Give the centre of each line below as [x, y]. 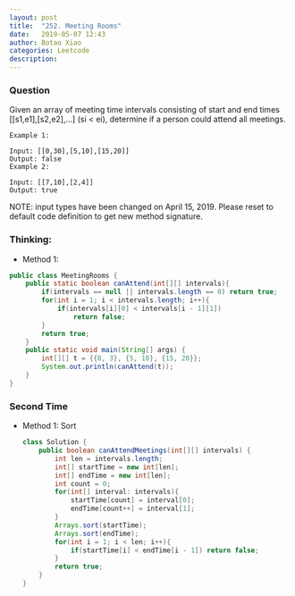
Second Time [39, 406]
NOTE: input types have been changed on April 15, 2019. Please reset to [142, 207]
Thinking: [30, 239]
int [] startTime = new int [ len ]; [117, 467]
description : [34, 59]
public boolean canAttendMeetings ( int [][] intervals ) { [145, 451]
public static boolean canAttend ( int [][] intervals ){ [127, 284]
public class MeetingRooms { [63, 275]
